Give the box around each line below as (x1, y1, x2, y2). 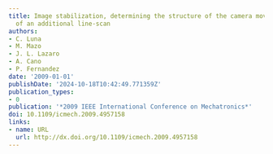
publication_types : (8, 87, 75, 96)
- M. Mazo (8, 42, 42, 51)
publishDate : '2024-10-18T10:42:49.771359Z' (8, 80, 162, 88)
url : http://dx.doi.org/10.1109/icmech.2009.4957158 (15, 133, 198, 141)
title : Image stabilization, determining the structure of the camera (8, 11, 253, 20)
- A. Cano (8, 58, 42, 66)
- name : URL (8, 125, 49, 134)
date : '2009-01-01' (8, 73, 75, 81)
